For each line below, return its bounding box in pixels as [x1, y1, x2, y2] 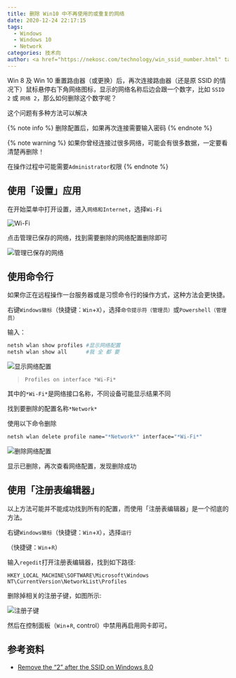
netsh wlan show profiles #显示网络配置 [7, 342, 121, 349]
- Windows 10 [13, 37, 52, 44]
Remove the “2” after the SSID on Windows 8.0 [17, 663, 154, 671]
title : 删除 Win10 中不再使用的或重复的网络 [7, 10, 125, 18]
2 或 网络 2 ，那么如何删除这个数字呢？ [7, 93, 117, 102]
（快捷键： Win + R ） [7, 542, 61, 552]
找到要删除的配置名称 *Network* [7, 405, 98, 413]
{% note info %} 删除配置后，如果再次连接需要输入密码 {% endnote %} [7, 124, 213, 132]
